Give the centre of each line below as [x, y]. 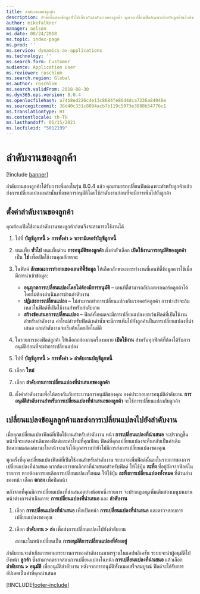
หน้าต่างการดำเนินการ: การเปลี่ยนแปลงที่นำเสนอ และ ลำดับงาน [67, 498]
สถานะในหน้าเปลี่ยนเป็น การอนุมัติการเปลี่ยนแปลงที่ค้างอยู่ [71, 541]
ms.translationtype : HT [36, 112]
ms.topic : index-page [33, 39]
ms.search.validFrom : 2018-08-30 [48, 89]
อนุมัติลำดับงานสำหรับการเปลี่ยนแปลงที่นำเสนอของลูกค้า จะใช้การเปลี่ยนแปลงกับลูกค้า [97, 401]
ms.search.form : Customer [38, 61]
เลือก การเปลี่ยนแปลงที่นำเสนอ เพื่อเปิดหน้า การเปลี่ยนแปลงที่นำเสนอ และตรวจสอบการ [99, 510]
